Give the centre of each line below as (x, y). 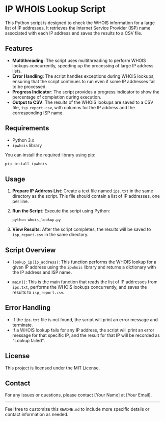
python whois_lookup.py (37, 220)
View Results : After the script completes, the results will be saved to (82, 229)
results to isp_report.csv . (38, 292)
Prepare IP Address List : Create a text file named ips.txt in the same (83, 191)
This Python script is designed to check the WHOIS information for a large (80, 23)
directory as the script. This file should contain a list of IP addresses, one (86, 196)
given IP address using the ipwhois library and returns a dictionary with (84, 267)
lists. (17, 71)
